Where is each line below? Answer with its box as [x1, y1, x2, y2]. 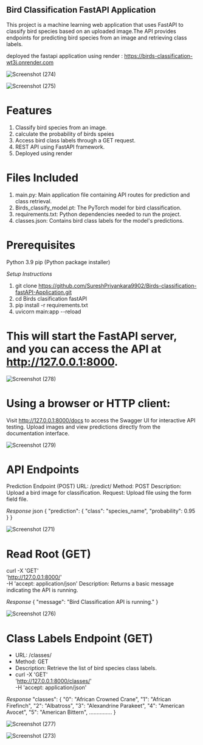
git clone [15, 282, 38, 289]
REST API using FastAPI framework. [15, 143, 105, 150]
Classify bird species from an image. [15, 124, 108, 131]
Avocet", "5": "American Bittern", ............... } [6, 708, 116, 716]
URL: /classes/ [15, 651, 52, 659]
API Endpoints [6, 463, 80, 477]
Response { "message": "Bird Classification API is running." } [6, 598, 159, 606]
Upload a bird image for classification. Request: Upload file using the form [6, 489, 191, 497]
